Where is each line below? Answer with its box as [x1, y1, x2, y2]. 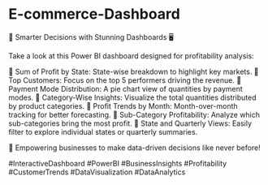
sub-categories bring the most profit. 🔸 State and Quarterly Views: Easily [8, 118, 253, 128]
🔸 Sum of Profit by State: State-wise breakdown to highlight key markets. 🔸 [8, 67, 259, 76]
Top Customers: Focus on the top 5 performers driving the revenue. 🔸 [8, 75, 242, 85]
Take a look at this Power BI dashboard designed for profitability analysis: [8, 50, 254, 61]
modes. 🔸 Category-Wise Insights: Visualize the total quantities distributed [8, 92, 257, 102]
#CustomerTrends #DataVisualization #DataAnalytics [8, 167, 186, 177]
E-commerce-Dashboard [8, 5, 180, 24]
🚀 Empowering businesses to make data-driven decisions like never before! [8, 143, 262, 153]
